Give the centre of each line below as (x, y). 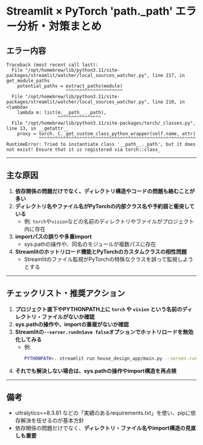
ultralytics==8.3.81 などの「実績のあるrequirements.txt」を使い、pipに (103, 413)
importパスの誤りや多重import (53, 236)
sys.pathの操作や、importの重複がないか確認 (72, 324)
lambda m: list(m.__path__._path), (62, 113)
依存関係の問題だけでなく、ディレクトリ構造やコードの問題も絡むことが (105, 191)
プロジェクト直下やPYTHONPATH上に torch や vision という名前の (98, 309)
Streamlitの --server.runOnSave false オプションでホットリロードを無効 (104, 332)
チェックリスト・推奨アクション (66, 293)
